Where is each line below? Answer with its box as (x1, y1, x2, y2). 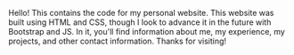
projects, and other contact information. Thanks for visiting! (8, 35, 227, 46)
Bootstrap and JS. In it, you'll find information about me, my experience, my (8, 27, 286, 36)
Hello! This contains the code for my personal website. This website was (8, 8, 274, 18)
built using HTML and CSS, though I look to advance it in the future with (8, 17, 272, 27)
